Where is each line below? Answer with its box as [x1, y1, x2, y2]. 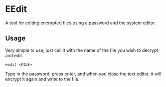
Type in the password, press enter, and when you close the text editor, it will [5, 71, 162, 77]
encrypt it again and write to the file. [5, 76, 80, 82]
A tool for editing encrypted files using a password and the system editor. [5, 20, 156, 26]
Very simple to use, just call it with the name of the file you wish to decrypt [5, 47, 159, 53]
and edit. [5, 52, 23, 58]
